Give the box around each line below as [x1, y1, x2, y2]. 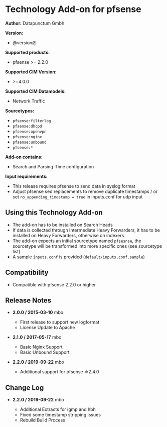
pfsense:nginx [12, 134, 42, 139]
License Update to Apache [20, 325, 75, 331]
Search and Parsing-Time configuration [12, 163, 94, 169]
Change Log [5, 383, 44, 392]
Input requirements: [5, 173, 48, 179]
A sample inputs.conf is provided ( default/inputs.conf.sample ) [12, 254, 145, 260]
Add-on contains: [5, 154, 43, 160]
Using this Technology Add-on [5, 208, 103, 217]
